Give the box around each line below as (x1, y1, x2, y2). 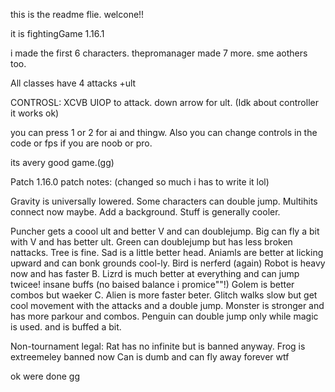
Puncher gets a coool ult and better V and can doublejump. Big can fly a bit (10, 225, 320, 237)
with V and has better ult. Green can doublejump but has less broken (10, 236, 293, 248)
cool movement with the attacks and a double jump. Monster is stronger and (10, 300, 325, 311)
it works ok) (10, 107, 60, 119)
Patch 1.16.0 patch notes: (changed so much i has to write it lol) (10, 176, 270, 188)
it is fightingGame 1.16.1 (10, 28, 105, 39)
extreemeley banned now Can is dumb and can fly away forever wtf (10, 351, 290, 363)
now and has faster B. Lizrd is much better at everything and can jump (10, 268, 300, 279)
